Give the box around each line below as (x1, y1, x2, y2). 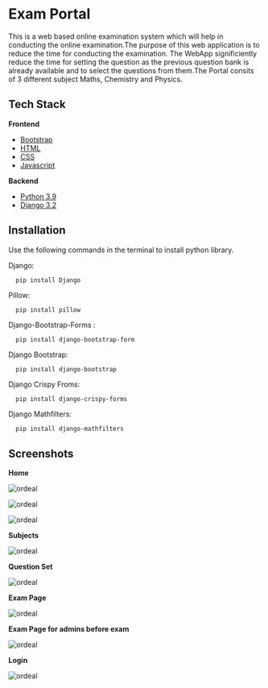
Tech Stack (8, 97, 66, 111)
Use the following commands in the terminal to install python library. (8, 245, 234, 255)
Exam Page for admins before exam (8, 624, 130, 634)
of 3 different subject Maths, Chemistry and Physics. (8, 74, 183, 84)
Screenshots (8, 446, 74, 460)
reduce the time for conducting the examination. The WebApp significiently (8, 48, 258, 58)
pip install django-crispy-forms (15, 396, 128, 404)
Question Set (8, 562, 53, 572)
